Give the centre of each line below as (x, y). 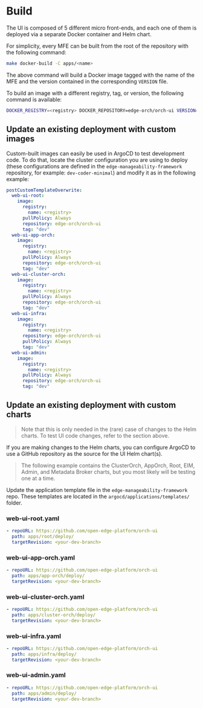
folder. (14, 503)
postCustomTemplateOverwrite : (44, 190)
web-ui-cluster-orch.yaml (45, 597)
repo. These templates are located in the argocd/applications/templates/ (98, 496)
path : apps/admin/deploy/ (44, 693)
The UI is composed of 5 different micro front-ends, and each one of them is (101, 28)
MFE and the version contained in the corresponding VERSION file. (87, 81)
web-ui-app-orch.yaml (41, 558)
